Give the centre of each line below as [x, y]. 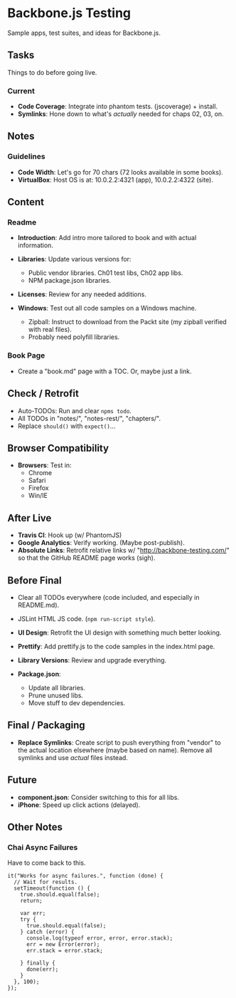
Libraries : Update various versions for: [74, 259]
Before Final [34, 580]
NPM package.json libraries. [70, 281]
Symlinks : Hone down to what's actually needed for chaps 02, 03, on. [120, 114]
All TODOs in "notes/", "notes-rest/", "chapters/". [89, 418]
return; [31, 901]
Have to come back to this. [47, 863]
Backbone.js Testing [69, 13]
